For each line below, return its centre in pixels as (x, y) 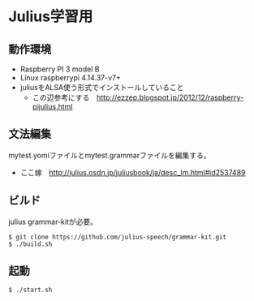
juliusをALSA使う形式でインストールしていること (102, 87)
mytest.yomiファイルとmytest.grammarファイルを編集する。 (110, 155)
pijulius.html (52, 107)
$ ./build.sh (30, 244)
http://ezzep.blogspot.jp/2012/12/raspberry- (170, 97)
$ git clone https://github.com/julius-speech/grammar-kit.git (118, 237)
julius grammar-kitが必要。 (53, 221)
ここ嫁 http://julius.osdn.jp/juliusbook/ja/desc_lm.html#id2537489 (133, 172)
